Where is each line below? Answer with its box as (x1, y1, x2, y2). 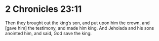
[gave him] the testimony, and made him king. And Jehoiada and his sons (5, 25, 154, 31)
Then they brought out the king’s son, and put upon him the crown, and (5, 20, 150, 26)
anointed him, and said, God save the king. (5, 30, 92, 36)
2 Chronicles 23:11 (5, 3, 82, 15)
